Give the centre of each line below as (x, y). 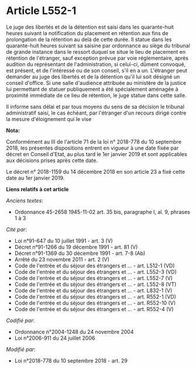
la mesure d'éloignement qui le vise (49, 119)
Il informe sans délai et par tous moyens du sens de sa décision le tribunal (95, 106)
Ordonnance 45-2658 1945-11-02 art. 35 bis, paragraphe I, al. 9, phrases (102, 212)
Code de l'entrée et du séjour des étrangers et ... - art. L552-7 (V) (94, 278)
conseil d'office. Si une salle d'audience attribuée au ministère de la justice (96, 82)
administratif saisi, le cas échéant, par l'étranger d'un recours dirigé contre (96, 113)
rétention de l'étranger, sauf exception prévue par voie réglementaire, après (97, 58)
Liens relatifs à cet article (37, 189)
